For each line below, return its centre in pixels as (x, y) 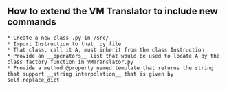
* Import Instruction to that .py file (64, 44)
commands (32, 22)
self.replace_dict (33, 80)
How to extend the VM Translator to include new (112, 11)
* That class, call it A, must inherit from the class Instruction (106, 50)
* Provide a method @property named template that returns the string (110, 68)
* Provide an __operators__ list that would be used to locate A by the (113, 56)
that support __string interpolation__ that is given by (90, 74)
